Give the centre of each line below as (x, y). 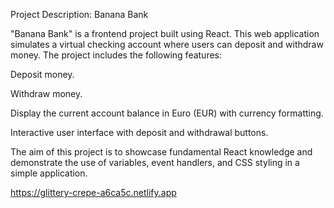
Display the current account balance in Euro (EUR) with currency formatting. (167, 113)
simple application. (49, 173)
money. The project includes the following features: (116, 55)
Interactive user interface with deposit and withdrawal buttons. (139, 132)
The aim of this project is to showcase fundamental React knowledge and (161, 152)
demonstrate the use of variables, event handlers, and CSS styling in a (155, 162)
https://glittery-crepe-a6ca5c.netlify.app (93, 192)
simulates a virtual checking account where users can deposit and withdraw (167, 44)
